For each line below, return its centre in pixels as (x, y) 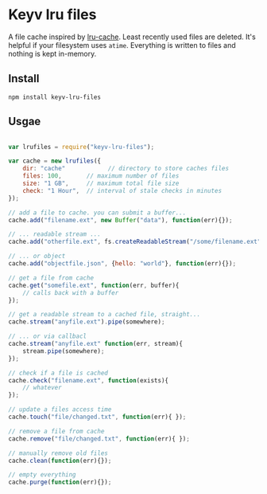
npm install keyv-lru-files (55, 97)
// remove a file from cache (56, 431)
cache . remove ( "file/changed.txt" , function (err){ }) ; (99, 439)
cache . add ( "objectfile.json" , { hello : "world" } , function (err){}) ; (122, 264)
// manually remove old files (58, 453)
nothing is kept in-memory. (52, 53)
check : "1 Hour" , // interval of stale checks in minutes (122, 190)
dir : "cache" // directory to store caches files (126, 169)
